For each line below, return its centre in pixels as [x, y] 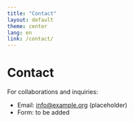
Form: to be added [43, 112]
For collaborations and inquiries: [53, 92]
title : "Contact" [32, 13]
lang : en [20, 33]
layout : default [30, 20]
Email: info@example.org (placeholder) [72, 105]
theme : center [27, 26]
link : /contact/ [30, 39]
